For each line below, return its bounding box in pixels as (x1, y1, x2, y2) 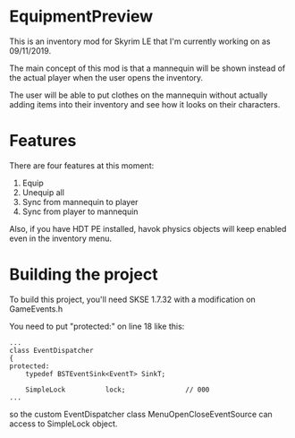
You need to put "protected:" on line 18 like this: (9, 321, 185, 331)
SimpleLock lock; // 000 (25, 385, 210, 394)
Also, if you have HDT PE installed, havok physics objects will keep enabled (9, 223, 287, 234)
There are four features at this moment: (9, 159, 155, 171)
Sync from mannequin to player (21, 196, 139, 207)
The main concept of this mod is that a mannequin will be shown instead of (9, 63, 286, 73)
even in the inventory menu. (9, 233, 113, 244)
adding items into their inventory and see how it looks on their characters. (9, 99, 281, 109)
